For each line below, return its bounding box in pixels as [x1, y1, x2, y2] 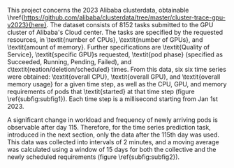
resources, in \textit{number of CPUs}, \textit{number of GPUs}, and [7, 36, 203, 44]
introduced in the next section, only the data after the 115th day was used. [7, 130, 220, 139]
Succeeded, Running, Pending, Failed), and [7, 58, 132, 66]
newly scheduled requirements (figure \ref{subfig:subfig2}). [7, 153, 180, 161]
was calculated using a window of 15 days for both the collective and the [7, 146, 217, 153]
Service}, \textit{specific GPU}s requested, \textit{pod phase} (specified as [7, 50, 224, 59]
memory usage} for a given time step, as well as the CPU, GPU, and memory [7, 80, 227, 88]
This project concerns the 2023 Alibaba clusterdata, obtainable [7, 6, 189, 14]
